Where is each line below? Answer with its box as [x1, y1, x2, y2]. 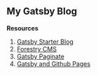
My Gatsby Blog [6, 6, 78, 17]
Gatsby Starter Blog [16, 37, 74, 46]
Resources [6, 24, 39, 32]
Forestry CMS [16, 44, 57, 53]
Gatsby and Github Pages [16, 59, 91, 68]
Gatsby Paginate [16, 52, 64, 60]
